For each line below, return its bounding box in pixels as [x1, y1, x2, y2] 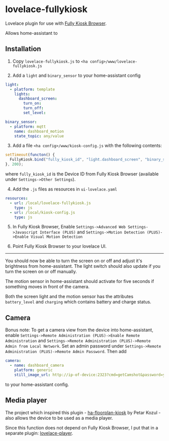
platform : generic [14, 367, 53, 372]
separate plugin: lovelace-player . [5, 430, 73, 436]
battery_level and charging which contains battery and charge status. [5, 299, 152, 305]
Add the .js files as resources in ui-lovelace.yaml [12, 186, 117, 192]
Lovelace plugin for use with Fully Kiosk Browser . [5, 20, 107, 26]
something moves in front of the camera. [5, 284, 90, 290]
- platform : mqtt [10, 124, 46, 129]
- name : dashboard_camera [10, 363, 64, 368]
